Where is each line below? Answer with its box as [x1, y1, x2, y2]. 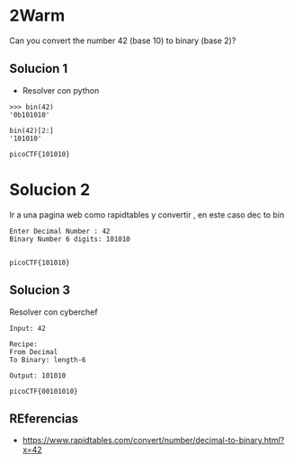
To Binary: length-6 [9, 355, 87, 364]
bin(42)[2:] [9, 126, 54, 135]
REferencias [9, 411, 79, 426]
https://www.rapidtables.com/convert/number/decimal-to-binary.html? [22, 435, 285, 446]
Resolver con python [22, 85, 100, 95]
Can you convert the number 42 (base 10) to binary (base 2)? [9, 35, 236, 46]
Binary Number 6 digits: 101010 [9, 235, 130, 244]
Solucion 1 [9, 61, 68, 76]
